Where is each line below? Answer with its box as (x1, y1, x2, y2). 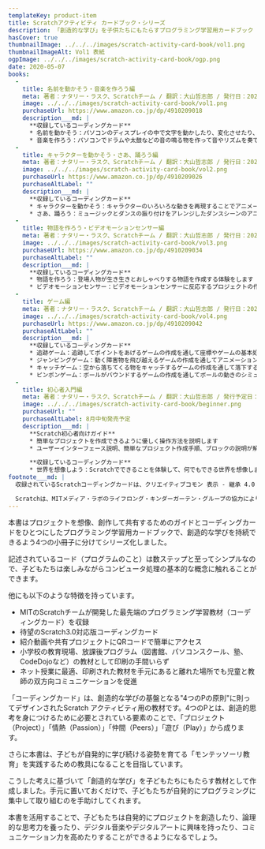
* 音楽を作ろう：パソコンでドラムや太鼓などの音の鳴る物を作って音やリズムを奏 (28, 136, 254, 144)
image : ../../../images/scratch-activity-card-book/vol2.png (22, 166, 227, 174)
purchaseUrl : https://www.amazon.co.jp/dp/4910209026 (22, 173, 203, 181)
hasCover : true (8, 33, 58, 42)
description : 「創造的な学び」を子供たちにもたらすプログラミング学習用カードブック (8, 26, 254, 34)
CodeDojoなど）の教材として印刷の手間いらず (19, 656, 170, 666)
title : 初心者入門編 (22, 386, 83, 394)
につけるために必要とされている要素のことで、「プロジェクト (28, 712, 226, 722)
